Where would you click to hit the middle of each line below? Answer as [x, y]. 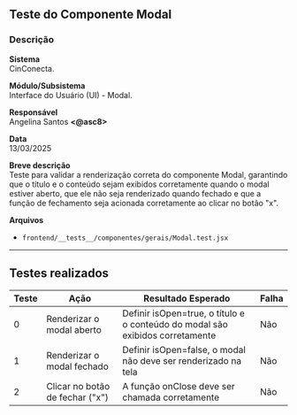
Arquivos [27, 219]
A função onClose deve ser [179, 386]
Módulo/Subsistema [47, 85]
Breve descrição [40, 165]
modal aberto [74, 329]
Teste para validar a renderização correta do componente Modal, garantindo [148, 174]
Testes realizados [59, 273]
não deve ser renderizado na [182, 360]
